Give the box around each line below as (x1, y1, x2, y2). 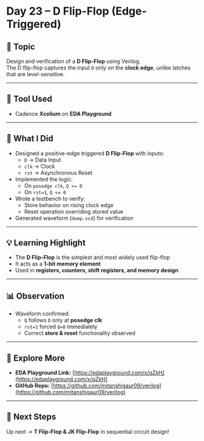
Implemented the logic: (15, 175, 73, 183)
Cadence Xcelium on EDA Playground (15, 110, 112, 117)
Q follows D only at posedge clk (24, 317, 103, 324)
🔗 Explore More (6, 353, 66, 363)
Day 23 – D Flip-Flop (6, 4, 109, 18)
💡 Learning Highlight (6, 238, 86, 248)
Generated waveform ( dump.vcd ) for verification (15, 214, 134, 222)
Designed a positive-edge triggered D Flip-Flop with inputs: (15, 149, 165, 157)
